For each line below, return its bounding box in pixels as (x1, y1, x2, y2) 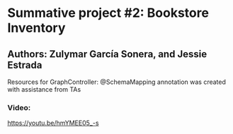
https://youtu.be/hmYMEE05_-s (7, 118, 99, 128)
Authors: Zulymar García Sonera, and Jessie (7, 48, 208, 60)
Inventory (7, 20, 66, 36)
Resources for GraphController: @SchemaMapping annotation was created (7, 78, 227, 86)
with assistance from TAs (7, 85, 81, 93)
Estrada (7, 59, 42, 71)
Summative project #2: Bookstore (7, 5, 209, 21)
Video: (7, 102, 31, 112)
